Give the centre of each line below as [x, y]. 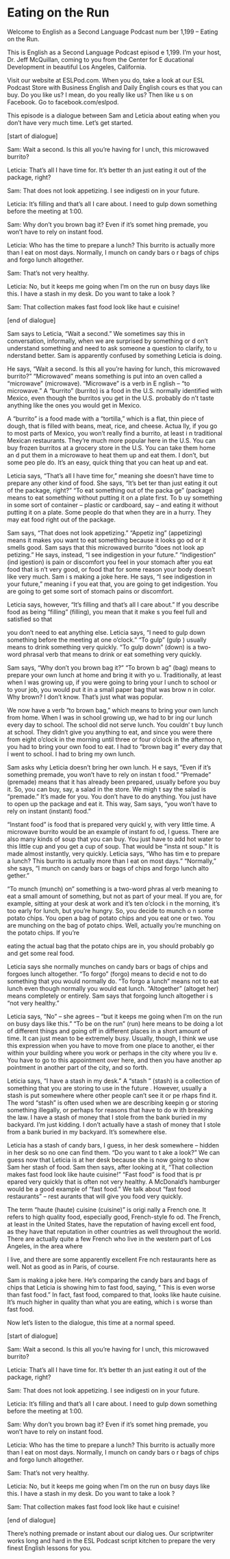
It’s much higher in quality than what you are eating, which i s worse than [110, 1302]
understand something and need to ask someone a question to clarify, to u [112, 348]
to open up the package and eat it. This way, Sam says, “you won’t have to [112, 804]
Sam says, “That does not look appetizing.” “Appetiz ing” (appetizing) [105, 532]
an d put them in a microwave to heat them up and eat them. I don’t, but [108, 455]
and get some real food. [41, 953]
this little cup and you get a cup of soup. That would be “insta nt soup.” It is [113, 846]
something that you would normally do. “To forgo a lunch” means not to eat [113, 981]
